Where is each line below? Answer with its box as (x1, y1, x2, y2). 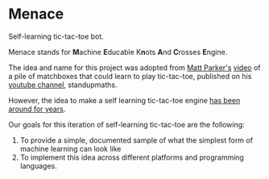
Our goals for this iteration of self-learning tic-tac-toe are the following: (8, 119, 245, 129)
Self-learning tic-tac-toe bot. (8, 31, 105, 41)
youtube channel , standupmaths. (8, 80, 118, 89)
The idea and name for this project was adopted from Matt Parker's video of (8, 62, 261, 73)
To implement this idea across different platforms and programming (19, 152, 244, 162)
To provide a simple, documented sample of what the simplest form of (19, 135, 254, 145)
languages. (19, 160, 58, 170)
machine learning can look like (19, 144, 122, 153)
